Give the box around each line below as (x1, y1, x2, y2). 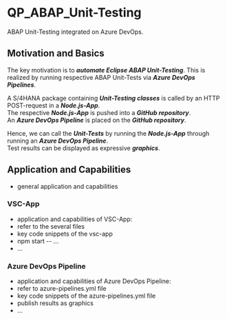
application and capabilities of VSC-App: (17, 215, 133, 223)
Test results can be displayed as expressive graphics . (7, 143, 160, 152)
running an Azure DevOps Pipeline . (7, 136, 109, 145)
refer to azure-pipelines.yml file (17, 285, 107, 293)
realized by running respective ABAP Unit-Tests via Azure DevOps (7, 73, 196, 81)
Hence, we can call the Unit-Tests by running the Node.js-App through (7, 129, 210, 137)
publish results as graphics (17, 299, 94, 307)
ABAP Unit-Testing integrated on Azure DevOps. (7, 28, 144, 36)
